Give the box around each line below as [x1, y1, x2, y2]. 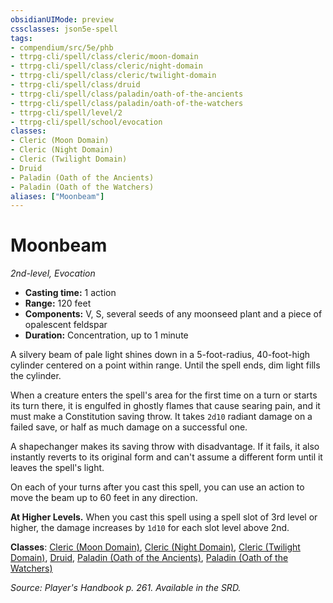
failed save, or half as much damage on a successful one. [10, 421, 248, 433]
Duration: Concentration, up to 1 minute [24, 329, 189, 341]
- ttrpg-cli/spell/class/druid [10, 80, 141, 90]
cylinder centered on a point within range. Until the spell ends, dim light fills [10, 359, 321, 371]
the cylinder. [10, 370, 62, 382]
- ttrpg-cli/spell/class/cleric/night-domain [10, 61, 203, 71]
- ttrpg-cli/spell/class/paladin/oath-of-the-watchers [10, 98, 244, 108]
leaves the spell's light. [10, 462, 105, 474]
